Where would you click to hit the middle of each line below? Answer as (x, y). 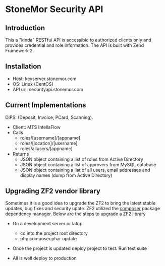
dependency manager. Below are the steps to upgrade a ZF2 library (75, 214)
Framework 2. (20, 51)
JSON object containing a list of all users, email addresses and (85, 170)
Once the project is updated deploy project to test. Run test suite (80, 248)
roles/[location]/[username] (49, 143)
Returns (21, 154)
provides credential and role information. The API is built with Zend (75, 45)
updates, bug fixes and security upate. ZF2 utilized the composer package (83, 209)
